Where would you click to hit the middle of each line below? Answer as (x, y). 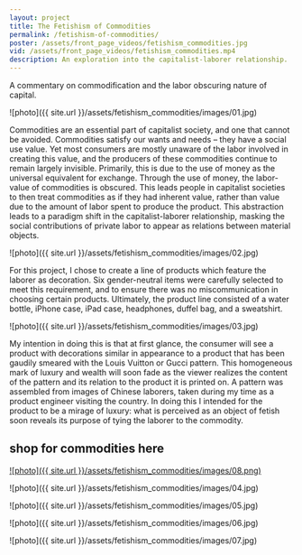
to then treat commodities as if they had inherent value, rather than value (145, 197)
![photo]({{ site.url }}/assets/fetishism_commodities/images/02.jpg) (134, 253)
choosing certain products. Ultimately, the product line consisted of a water (150, 299)
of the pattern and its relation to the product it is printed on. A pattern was (146, 382)
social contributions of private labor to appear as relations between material (150, 226)
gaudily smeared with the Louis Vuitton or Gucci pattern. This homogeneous (151, 363)
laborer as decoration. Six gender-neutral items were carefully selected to (146, 280)
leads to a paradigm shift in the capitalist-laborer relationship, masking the (147, 216)
